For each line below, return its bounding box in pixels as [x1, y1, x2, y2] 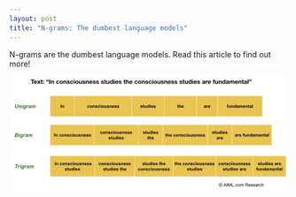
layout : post [9, 14, 58, 23]
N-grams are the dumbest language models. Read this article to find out [9, 49, 272, 59]
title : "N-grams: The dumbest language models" [9, 23, 189, 33]
